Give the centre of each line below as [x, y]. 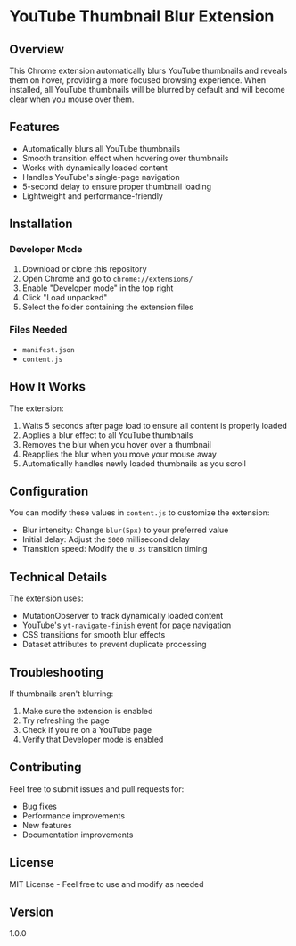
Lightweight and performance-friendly [92, 196]
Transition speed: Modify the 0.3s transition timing [115, 549]
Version [31, 913]
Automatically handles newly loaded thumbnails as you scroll [134, 463]
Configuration [49, 491]
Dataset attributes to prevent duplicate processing [114, 645]
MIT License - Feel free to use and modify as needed [107, 884]
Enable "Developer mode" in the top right [98, 288]
